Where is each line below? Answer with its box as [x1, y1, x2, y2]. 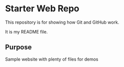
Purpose [5, 43, 32, 52]
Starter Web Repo [5, 3, 80, 14]
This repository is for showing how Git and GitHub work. [5, 19, 120, 25]
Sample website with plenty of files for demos [5, 56, 99, 62]
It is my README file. [5, 29, 48, 34]
